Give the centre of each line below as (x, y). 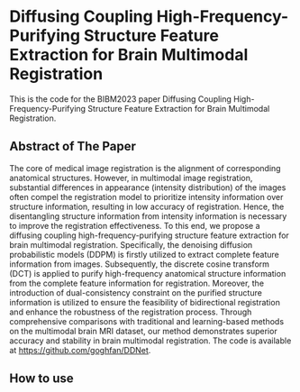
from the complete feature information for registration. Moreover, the (136, 283)
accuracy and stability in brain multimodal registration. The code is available (150, 341)
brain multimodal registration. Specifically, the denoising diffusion (131, 244)
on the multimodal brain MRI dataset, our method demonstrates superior (143, 331)
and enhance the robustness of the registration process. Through (131, 312)
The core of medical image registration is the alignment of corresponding (145, 168)
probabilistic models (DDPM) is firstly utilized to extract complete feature (144, 254)
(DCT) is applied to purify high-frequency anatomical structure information (148, 273)
